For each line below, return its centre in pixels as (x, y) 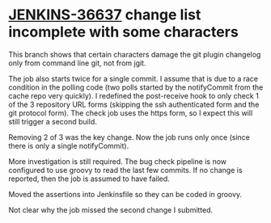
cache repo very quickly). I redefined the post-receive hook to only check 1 (133, 95)
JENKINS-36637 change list (105, 15)
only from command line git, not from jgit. (77, 63)
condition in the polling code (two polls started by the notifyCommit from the (136, 87)
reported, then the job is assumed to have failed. (89, 179)
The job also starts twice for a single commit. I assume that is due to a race (133, 78)
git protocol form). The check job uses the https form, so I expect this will (131, 113)
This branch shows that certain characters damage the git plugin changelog (135, 54)
